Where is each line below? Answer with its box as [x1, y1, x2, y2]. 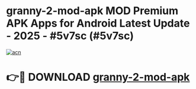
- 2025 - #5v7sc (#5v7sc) [6, 29, 134, 42]
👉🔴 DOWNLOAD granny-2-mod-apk [6, 71, 190, 84]
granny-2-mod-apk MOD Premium [6, 4, 179, 18]
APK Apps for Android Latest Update [6, 17, 190, 30]
